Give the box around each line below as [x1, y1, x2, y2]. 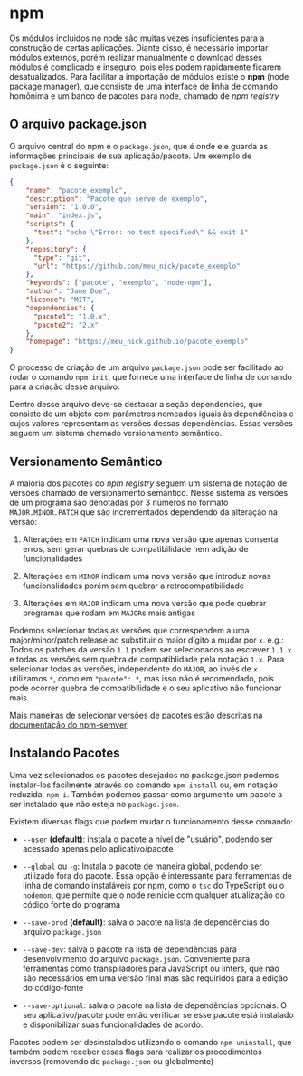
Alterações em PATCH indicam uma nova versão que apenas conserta [22, 533, 279, 545]
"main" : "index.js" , [25, 211, 103, 220]
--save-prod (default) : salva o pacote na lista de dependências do [22, 917, 270, 928]
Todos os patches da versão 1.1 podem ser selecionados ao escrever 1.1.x [9, 643, 292, 654]
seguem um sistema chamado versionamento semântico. [9, 428, 223, 439]
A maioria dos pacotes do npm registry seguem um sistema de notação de [9, 478, 288, 489]
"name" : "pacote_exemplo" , [25, 186, 128, 195]
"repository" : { [25, 244, 88, 253]
